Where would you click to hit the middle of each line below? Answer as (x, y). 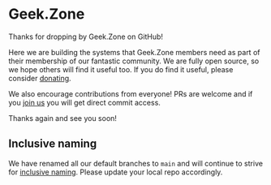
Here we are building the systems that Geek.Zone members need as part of (134, 52)
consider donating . (40, 78)
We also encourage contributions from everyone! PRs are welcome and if (131, 93)
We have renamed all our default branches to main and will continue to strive (136, 163)
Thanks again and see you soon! (63, 118)
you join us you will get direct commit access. (84, 102)
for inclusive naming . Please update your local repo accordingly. (116, 172)
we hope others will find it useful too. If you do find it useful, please (121, 69)
